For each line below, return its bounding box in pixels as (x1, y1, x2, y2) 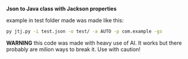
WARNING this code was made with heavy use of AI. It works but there (6, 39, 182, 46)
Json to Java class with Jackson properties (6, 5, 117, 12)
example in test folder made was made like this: (6, 17, 124, 23)
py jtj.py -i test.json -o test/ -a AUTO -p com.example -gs (6, 28, 163, 34)
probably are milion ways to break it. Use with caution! (6, 45, 141, 53)
